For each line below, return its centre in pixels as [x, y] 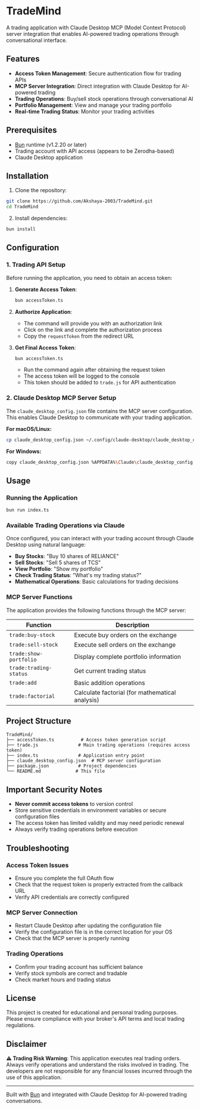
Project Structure [39, 721]
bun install [21, 229]
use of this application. [34, 1077]
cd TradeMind [22, 207]
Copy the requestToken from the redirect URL [79, 336]
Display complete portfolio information [128, 657]
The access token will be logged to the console [82, 376]
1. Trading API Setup [36, 265]
